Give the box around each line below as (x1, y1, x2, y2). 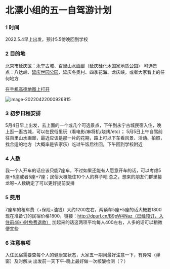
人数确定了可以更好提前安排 (17, 180, 75, 186)
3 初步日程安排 (5, 110, 41, 117)
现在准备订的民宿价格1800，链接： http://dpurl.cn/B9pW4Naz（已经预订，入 (5, 213, 164, 219)
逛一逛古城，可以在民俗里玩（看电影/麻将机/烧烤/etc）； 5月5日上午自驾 (9, 128, 158, 134)
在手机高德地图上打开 (5, 86, 50, 92)
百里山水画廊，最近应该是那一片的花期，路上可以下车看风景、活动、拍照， (9, 135, 165, 141)
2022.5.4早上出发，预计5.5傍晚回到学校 (5, 36, 89, 42)
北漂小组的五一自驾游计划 (5, 5, 112, 16)
